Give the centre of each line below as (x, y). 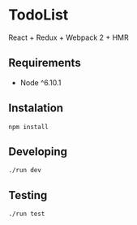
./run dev (25, 171)
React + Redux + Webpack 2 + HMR (69, 37)
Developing (38, 151)
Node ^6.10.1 (41, 82)
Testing (28, 195)
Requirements (45, 63)
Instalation (36, 108)
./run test (27, 214)
